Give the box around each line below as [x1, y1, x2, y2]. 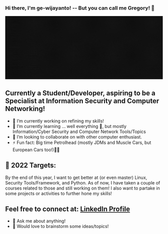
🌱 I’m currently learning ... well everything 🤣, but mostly [12, 123, 126, 129]
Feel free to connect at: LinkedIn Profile [5, 204, 130, 213]
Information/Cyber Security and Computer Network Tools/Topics [12, 128, 146, 134]
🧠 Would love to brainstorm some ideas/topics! [12, 223, 109, 229]
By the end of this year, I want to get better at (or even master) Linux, [5, 174, 147, 180]
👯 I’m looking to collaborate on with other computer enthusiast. [12, 133, 142, 139]
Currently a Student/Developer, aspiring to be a [5, 89, 156, 97]
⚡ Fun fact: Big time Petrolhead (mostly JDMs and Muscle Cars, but [12, 139, 151, 145]
